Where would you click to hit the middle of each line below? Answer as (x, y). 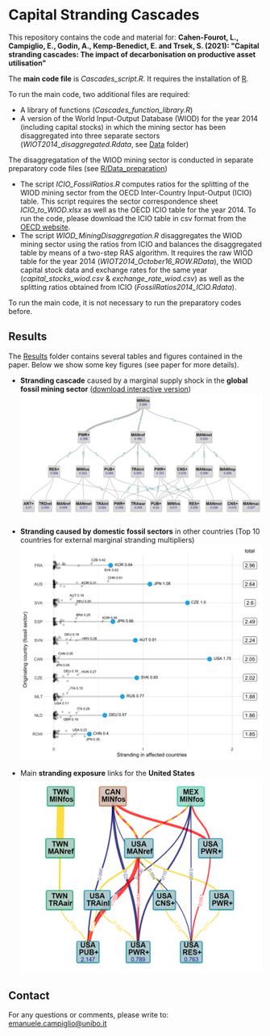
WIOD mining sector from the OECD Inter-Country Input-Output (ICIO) (136, 192)
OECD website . (45, 227)
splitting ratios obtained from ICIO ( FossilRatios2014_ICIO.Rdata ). (128, 287)
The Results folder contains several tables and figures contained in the (126, 356)
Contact (29, 995)
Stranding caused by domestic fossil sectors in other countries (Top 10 (140, 531)
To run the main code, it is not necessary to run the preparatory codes (125, 302)
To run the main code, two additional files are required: (100, 94)
